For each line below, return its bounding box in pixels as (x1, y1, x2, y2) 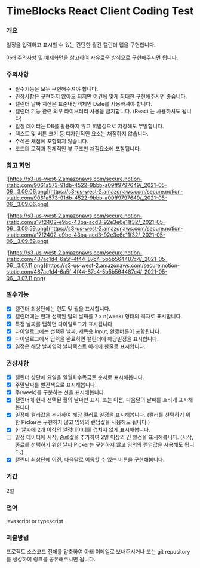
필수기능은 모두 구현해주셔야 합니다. (14, 85, 99, 92)
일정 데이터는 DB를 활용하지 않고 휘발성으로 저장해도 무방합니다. (14, 122, 164, 130)
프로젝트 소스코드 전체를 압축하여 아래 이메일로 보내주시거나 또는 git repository (6, 548, 190, 555)
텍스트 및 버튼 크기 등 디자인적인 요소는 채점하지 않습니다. (14, 130, 149, 137)
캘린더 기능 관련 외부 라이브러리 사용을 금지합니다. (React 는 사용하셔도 (14, 108, 181, 115)
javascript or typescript (6, 518, 64, 525)
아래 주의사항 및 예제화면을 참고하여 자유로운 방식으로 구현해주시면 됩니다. (6, 54, 179, 61)
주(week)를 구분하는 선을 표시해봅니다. (14, 389, 106, 396)
